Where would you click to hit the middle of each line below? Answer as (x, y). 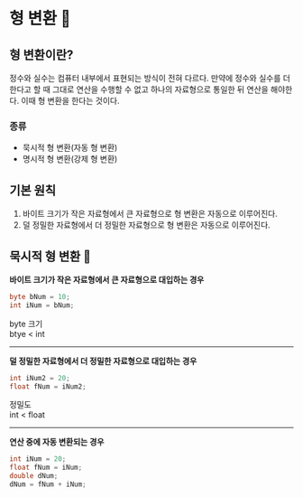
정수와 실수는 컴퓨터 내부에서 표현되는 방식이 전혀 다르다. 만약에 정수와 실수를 (145, 78)
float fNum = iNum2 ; (48, 386)
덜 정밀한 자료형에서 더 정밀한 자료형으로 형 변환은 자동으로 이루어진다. (146, 225)
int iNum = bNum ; (42, 305)
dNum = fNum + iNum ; (48, 484)
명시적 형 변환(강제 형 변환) (70, 159)
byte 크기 (26, 324)
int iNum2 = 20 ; (40, 378)
